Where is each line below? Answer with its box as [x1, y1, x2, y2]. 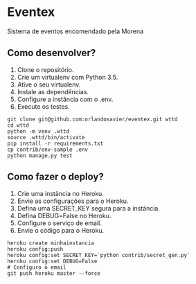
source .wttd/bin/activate [7, 134, 85, 141]
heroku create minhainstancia [7, 240, 95, 247]
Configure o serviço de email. [17, 219, 102, 227]
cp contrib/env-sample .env [7, 146, 89, 153]
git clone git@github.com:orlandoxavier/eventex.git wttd [7, 116, 178, 123]
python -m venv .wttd [7, 127, 70, 135]
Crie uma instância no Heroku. [17, 189, 104, 197]
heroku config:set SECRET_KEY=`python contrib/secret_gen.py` [7, 251, 190, 258]
